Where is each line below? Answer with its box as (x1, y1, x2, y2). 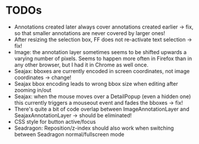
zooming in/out (14, 86, 52, 93)
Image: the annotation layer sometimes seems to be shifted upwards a (14, 48, 187, 55)
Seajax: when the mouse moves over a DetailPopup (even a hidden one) (14, 93, 191, 100)
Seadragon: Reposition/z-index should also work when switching (14, 124, 174, 132)
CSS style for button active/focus (14, 118, 96, 125)
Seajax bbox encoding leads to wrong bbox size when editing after (14, 80, 178, 87)
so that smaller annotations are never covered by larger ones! (14, 29, 165, 36)
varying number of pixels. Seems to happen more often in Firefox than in (14, 55, 192, 62)
